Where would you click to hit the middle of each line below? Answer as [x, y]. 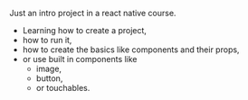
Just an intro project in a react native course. [93, 13]
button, [49, 78]
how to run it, [47, 40]
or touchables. [63, 88]
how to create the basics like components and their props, [131, 50]
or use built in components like [80, 59]
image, [48, 68]
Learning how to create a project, [85, 30]
